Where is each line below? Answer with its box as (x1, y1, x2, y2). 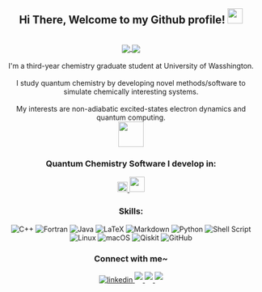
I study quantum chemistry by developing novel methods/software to (16, 78, 246, 87)
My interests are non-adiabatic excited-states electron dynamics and (16, 104, 246, 113)
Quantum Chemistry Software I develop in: (45, 158, 217, 169)
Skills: (118, 205, 144, 217)
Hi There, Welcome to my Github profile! (19, 13, 226, 27)
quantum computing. (95, 112, 167, 122)
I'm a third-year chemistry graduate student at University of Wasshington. (8, 61, 254, 70)
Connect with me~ (94, 252, 168, 264)
